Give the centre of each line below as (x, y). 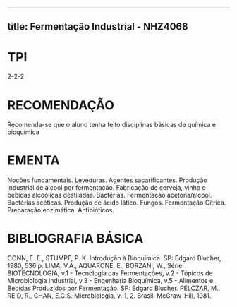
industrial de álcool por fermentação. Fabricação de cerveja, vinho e (107, 188)
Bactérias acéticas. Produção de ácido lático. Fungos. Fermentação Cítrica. (117, 203)
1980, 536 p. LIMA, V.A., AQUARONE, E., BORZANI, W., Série (95, 266)
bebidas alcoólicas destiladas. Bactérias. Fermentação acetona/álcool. (110, 195)
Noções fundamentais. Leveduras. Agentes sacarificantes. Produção (107, 180)
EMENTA (34, 161)
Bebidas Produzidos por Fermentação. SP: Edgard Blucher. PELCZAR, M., (114, 288)
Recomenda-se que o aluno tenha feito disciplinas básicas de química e (112, 125)
